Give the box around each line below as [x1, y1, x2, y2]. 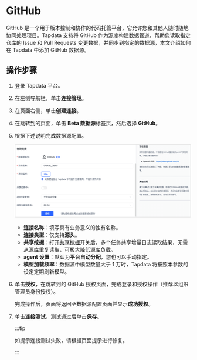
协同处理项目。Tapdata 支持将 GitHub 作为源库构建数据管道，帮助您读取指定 [6, 31, 191, 39]
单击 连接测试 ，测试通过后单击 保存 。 [14, 313, 103, 320]
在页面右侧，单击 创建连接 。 [14, 107, 82, 114]
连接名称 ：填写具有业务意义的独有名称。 [23, 224, 121, 231]
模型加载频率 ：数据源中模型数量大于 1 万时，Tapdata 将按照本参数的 [23, 261, 189, 268]
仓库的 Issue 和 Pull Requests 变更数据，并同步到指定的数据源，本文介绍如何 [6, 39, 191, 46]
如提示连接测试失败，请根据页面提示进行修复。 [14, 337, 128, 344]
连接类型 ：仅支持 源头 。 [23, 231, 80, 239]
